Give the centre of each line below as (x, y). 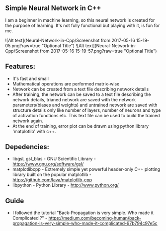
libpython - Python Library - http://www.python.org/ (66, 185)
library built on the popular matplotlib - (52, 175)
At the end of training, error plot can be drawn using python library (81, 126)
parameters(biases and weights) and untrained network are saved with (85, 105)
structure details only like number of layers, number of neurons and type (86, 110)
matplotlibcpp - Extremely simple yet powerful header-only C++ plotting (86, 169)
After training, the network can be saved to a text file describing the (82, 94)
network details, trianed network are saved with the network (74, 99)
